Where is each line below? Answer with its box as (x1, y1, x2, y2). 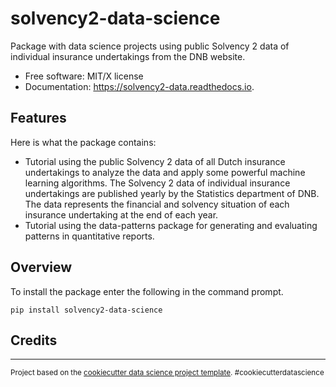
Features (10, 110, 67, 127)
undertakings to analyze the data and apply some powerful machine (24, 166, 306, 178)
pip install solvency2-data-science (10, 305, 163, 315)
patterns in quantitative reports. (24, 230, 155, 242)
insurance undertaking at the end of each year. (24, 208, 219, 221)
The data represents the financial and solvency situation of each (24, 198, 290, 210)
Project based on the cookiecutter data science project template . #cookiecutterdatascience (10, 368, 325, 378)
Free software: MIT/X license (24, 70, 144, 82)
